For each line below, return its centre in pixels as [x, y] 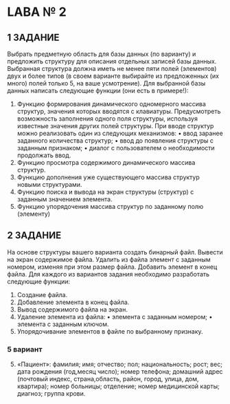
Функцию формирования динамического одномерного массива [111, 104]
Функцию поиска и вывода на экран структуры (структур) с [105, 192]
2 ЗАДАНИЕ [34, 235]
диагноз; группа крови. [51, 394]
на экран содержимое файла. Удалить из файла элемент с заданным [109, 259]
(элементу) [33, 214]
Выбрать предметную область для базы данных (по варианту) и [102, 54]
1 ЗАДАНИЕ [33, 38]
